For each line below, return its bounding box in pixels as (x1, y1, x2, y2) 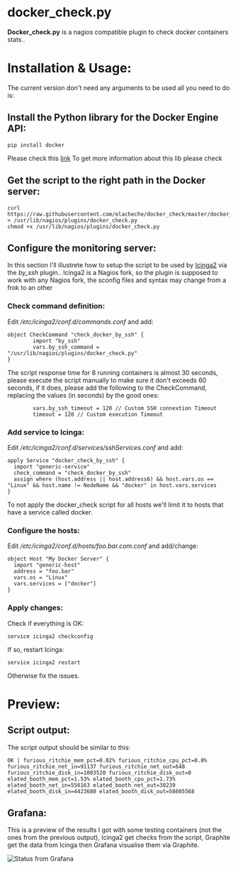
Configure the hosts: (7, 525, 80, 535)
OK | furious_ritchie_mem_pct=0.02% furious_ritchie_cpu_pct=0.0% (7, 756, 208, 764)
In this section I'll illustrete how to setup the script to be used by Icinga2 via (7, 261, 227, 269)
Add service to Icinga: (7, 427, 85, 437)
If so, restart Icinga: (7, 645, 64, 654)
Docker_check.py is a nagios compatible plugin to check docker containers (7, 28, 229, 36)
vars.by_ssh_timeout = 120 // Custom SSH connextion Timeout (33, 405, 217, 412)
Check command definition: (7, 301, 106, 311)
